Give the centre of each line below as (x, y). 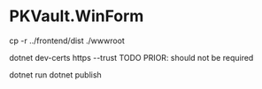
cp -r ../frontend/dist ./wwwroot (67, 41)
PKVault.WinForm (77, 16)
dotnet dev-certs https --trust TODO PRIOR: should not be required (131, 57)
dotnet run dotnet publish (55, 74)
